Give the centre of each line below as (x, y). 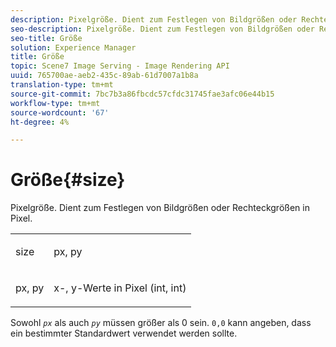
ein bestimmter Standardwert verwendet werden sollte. (124, 333)
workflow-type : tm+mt (55, 103)
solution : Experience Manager (73, 47)
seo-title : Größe (46, 38)
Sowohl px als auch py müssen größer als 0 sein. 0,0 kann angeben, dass (161, 323)
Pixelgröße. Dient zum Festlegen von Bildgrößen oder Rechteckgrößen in (160, 208)
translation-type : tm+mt (62, 85)
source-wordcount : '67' (60, 112)
